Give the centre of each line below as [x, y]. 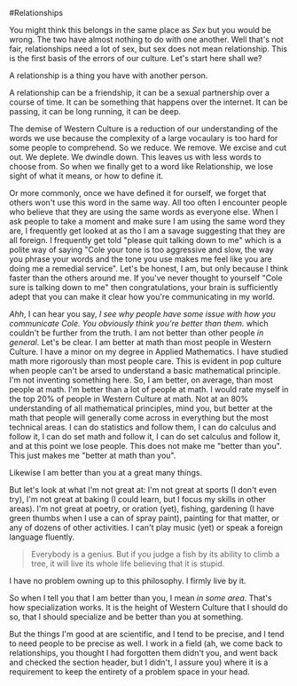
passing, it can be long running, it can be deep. [95, 111]
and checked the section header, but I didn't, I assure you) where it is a [139, 662]
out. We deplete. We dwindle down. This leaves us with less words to [135, 157]
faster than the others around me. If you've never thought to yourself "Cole [146, 278]
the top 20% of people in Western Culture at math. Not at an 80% [129, 399]
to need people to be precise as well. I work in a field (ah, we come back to [146, 643]
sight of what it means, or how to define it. [86, 176]
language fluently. [42, 537]
